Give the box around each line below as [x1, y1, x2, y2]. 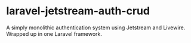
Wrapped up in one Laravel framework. [6, 30, 103, 37]
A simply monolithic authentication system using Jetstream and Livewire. [6, 24, 186, 31]
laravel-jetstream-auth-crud [6, 4, 150, 18]
